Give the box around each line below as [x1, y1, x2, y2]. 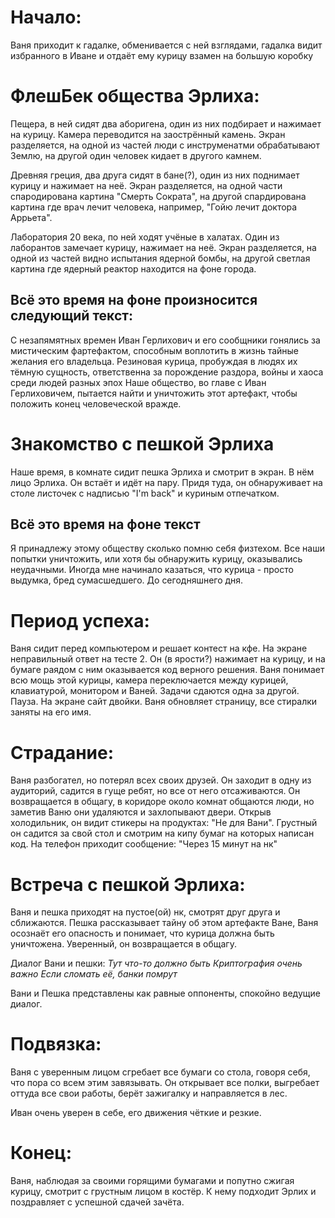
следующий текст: [10, 307, 133, 325]
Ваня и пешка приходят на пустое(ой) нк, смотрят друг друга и [10, 906, 281, 918]
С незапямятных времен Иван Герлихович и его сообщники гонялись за [10, 334, 321, 346]
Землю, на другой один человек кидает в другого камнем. [10, 149, 262, 161]
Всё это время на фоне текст [10, 516, 201, 533]
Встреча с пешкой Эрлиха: [10, 873, 246, 896]
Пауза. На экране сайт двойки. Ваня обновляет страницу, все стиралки [10, 696, 318, 708]
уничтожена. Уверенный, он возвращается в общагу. [10, 938, 237, 950]
